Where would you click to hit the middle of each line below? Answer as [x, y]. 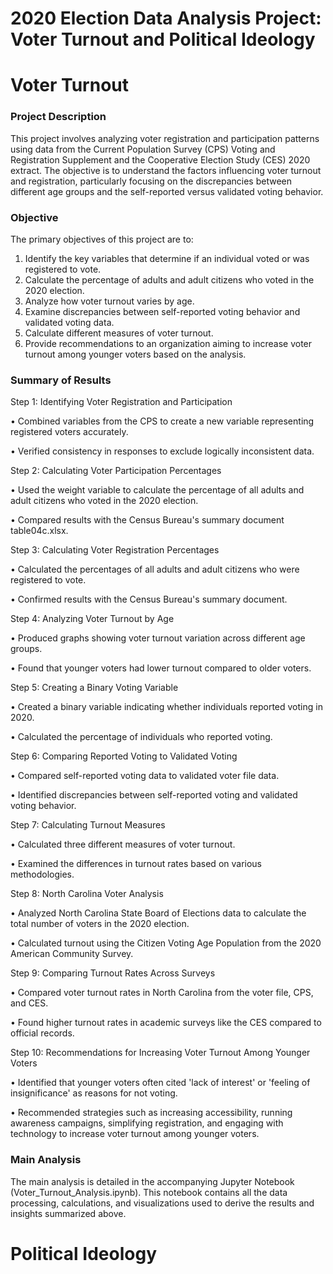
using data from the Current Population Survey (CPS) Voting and [143, 149]
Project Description [58, 117]
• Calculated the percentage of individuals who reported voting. [141, 737]
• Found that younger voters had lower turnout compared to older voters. [161, 668]
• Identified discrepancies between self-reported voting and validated [154, 795]
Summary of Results [61, 380]
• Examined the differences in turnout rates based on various [136, 864]
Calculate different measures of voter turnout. [119, 333]
